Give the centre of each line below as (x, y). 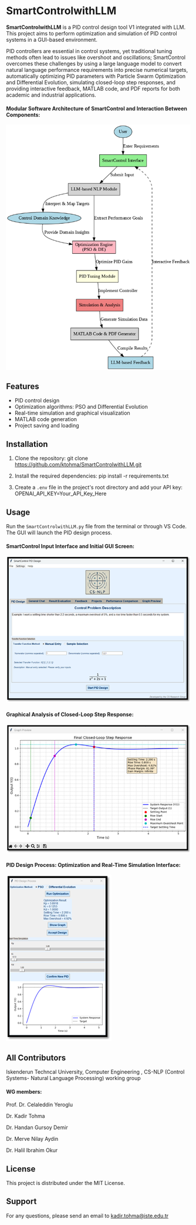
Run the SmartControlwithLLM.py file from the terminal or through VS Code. (96, 527)
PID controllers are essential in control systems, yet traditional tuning (89, 51)
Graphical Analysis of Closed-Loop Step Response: (70, 714)
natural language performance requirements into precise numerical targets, (97, 69)
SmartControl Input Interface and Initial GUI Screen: (70, 546)
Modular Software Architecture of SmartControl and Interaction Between (97, 108)
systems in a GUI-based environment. (52, 39)
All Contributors (36, 1057)
